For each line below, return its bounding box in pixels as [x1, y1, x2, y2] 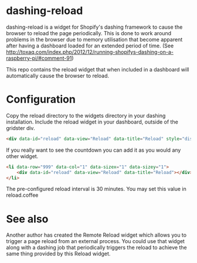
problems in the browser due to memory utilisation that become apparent [6, 36, 183, 43]
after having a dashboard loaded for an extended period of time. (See [6, 42, 174, 49]
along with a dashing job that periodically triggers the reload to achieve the [6, 244, 187, 251]
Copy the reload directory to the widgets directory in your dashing [6, 112, 166, 119]
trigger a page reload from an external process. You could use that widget [6, 238, 185, 245]
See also [6, 212, 49, 226]
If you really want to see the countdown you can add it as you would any [6, 146, 181, 153]
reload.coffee [6, 192, 39, 199]
